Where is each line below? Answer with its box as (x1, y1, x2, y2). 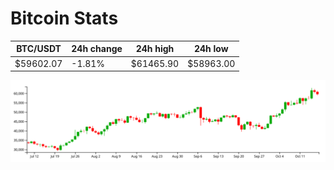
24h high (135, 43, 175, 55)
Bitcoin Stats (10, 7, 119, 30)
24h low (193, 43, 229, 55)
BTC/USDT (16, 43, 62, 55)
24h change (71, 43, 123, 55)
